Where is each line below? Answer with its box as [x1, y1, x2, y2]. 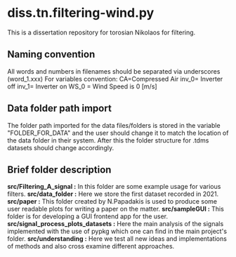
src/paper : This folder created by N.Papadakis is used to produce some [7, 197, 218, 206]
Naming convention [7, 48, 96, 60]
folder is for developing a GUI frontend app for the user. [7, 212, 169, 220]
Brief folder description [7, 164, 112, 176]
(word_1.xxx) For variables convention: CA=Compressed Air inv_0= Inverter [7, 74, 223, 83]
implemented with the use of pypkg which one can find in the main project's [7, 227, 227, 236]
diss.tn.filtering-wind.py [7, 5, 155, 21]
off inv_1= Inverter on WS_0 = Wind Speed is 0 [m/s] [7, 82, 157, 91]
